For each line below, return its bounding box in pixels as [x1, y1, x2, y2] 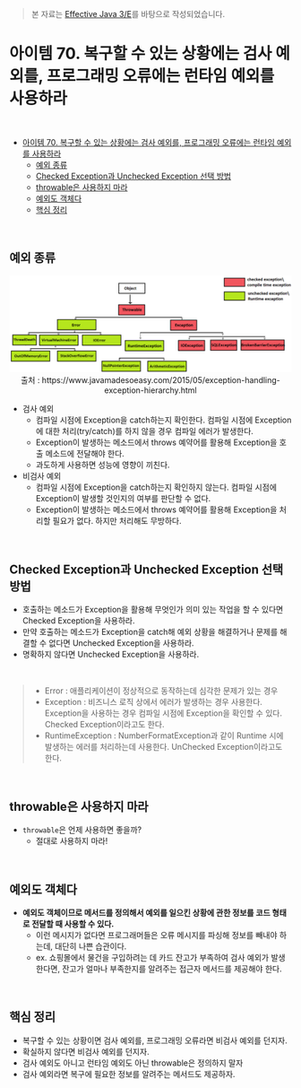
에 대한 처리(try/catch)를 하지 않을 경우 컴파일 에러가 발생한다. [35, 426, 254, 437]
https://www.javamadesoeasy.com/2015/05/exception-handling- [41, 375, 280, 386]
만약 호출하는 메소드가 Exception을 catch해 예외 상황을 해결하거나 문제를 [21, 627, 279, 638]
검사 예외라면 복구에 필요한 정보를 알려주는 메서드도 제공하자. [21, 1068, 236, 1079]
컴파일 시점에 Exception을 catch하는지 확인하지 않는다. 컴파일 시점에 [35, 482, 278, 492]
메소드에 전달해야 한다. [45, 448, 125, 459]
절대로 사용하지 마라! [35, 836, 108, 847]
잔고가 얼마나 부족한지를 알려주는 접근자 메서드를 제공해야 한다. [62, 963, 282, 974]
